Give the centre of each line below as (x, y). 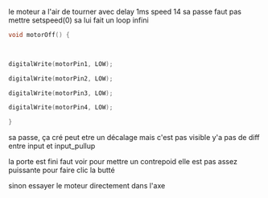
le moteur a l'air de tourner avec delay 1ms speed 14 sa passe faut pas (125, 12)
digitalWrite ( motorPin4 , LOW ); (61, 108)
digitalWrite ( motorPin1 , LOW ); (61, 64)
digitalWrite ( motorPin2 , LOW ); (61, 78)
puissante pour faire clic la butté (62, 170)
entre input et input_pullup (52, 146)
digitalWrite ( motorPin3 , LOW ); (61, 93)
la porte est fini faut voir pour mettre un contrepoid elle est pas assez (123, 162)
